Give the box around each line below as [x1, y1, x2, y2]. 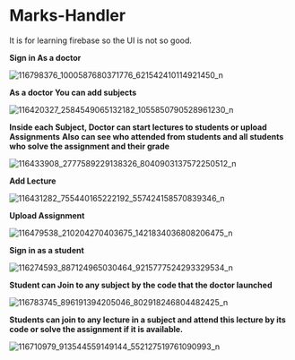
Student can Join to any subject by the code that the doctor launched [9, 279, 273, 290]
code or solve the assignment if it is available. [9, 323, 184, 334]
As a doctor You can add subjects [9, 87, 137, 98]
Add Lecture [9, 176, 56, 186]
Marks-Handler [9, 5, 126, 26]
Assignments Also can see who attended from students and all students [9, 131, 284, 141]
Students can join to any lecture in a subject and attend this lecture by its [9, 314, 287, 325]
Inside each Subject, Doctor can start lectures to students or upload [9, 122, 267, 133]
